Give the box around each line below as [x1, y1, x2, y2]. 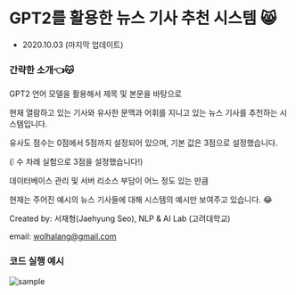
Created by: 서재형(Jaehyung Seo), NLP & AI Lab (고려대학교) [9, 213, 231, 224]
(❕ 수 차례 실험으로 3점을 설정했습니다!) [9, 157, 144, 168]
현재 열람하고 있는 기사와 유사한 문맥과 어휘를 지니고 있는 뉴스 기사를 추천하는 [9, 108, 278, 119]
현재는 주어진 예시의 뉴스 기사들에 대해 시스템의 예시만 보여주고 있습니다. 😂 [9, 194, 273, 205]
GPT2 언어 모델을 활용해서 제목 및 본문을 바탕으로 [9, 88, 183, 99]
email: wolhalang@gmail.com [9, 231, 117, 242]
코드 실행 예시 [9, 255, 65, 267]
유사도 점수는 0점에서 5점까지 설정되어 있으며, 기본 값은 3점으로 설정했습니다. [9, 137, 278, 148]
